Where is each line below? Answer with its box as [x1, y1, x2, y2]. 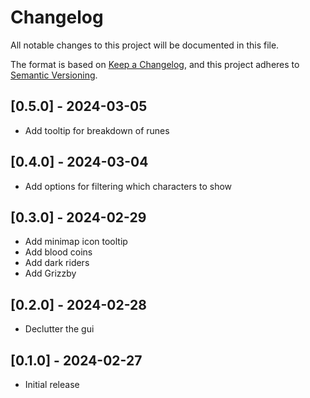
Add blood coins [24, 246, 93, 258]
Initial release [24, 379, 80, 390]
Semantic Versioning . [10, 69, 98, 81]
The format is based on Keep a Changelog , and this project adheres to [10, 58, 300, 70]
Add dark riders [24, 257, 90, 269]
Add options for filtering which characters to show [24, 180, 233, 192]
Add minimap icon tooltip [24, 236, 128, 248]
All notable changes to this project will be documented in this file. [10, 39, 280, 51]
